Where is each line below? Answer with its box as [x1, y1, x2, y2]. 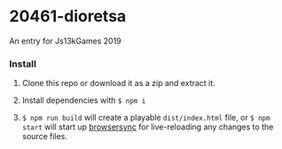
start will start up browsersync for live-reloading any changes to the [21, 122, 274, 132]
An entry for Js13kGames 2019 [9, 35, 121, 46]
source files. [21, 131, 68, 142]
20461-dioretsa [9, 6, 127, 27]
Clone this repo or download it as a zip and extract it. [21, 78, 215, 89]
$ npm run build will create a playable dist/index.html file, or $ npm [21, 113, 270, 123]
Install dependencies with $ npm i [21, 95, 146, 106]
